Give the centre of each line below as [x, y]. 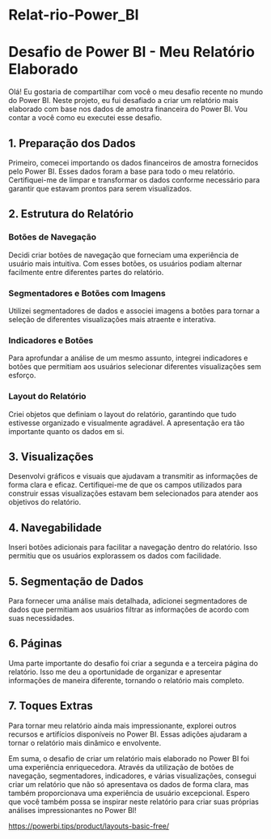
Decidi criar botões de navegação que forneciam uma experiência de [124, 255]
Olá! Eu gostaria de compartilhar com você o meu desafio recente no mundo [136, 92]
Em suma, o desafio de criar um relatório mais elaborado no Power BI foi [129, 758]
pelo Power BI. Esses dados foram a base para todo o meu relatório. [122, 171]
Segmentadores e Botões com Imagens [87, 293]
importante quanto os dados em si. [66, 431]
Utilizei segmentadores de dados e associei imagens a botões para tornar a [134, 311]
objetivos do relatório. [45, 502]
